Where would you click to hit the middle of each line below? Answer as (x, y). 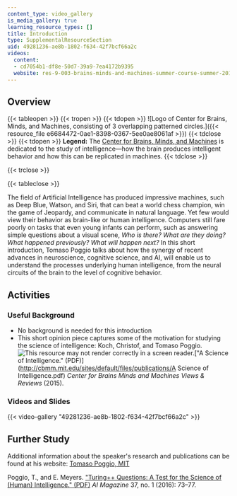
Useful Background (41, 315)
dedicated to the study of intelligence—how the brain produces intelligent (114, 149)
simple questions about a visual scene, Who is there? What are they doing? (116, 235)
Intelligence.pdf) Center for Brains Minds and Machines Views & (111, 375)
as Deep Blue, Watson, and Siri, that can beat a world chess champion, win (116, 205)
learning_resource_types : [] (50, 27)
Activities (29, 295)
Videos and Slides (39, 401)
